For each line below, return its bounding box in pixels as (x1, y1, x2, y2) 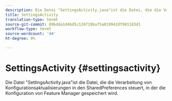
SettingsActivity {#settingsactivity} (5, 62, 161, 74)
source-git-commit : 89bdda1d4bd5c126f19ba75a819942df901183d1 (5, 21, 141, 27)
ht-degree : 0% (5, 36, 36, 41)
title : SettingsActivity (5, 12, 58, 17)
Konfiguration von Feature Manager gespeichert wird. (5, 90, 119, 96)
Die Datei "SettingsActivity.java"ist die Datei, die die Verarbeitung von (5, 79, 152, 85)
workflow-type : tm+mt (5, 27, 52, 32)
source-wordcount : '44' (5, 31, 56, 36)
